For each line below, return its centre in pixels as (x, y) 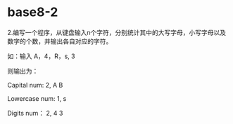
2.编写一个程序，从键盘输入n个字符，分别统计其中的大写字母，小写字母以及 (117, 32)
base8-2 (33, 12)
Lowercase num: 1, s (37, 98)
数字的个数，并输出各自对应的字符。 (60, 41)
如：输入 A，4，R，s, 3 (41, 56)
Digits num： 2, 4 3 (35, 113)
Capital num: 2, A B (35, 85)
